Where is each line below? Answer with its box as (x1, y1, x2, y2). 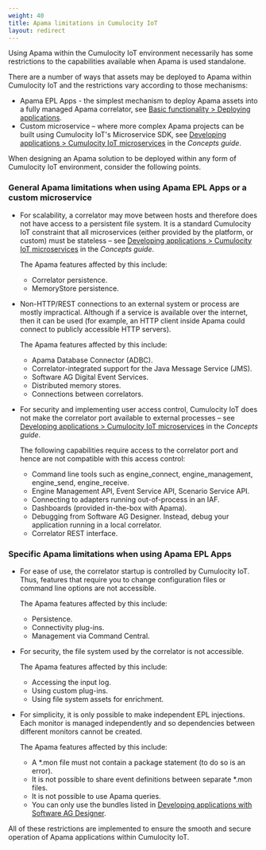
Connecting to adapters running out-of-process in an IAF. (31, 495, 220, 504)
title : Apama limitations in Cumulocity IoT (8, 19, 158, 27)
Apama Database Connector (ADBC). (31, 355, 153, 365)
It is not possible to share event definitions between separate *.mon (31, 774, 253, 784)
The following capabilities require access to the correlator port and (19, 445, 238, 455)
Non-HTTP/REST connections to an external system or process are (19, 299, 240, 308)
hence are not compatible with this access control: (19, 453, 186, 463)
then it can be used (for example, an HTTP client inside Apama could (19, 315, 245, 325)
